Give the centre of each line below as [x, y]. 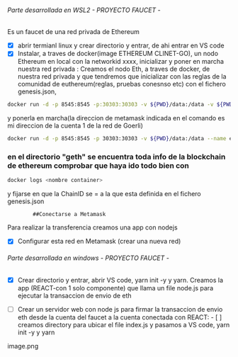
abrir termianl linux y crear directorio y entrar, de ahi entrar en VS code [121, 45]
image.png [23, 346]
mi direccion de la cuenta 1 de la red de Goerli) [75, 126]
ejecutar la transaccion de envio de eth [75, 295]
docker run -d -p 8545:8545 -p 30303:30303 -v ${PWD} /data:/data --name [117, 139]
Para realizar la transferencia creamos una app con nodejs [93, 227]
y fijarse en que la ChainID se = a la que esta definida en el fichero [104, 194]
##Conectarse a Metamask [69, 215]
